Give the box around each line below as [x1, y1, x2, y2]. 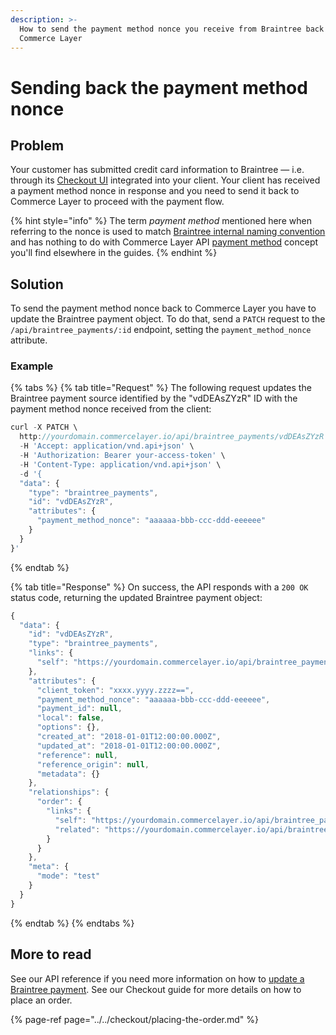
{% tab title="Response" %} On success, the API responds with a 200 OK [10, 581, 309, 593]
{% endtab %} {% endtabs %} [10, 917, 135, 929]
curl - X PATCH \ [10, 422, 78, 433]
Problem [10, 137, 65, 154]
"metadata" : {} [36, 769, 101, 779]
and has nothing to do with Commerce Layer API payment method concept [10, 236, 319, 248]
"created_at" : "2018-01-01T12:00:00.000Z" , [36, 732, 222, 742]
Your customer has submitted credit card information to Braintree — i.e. [10, 164, 305, 176]
